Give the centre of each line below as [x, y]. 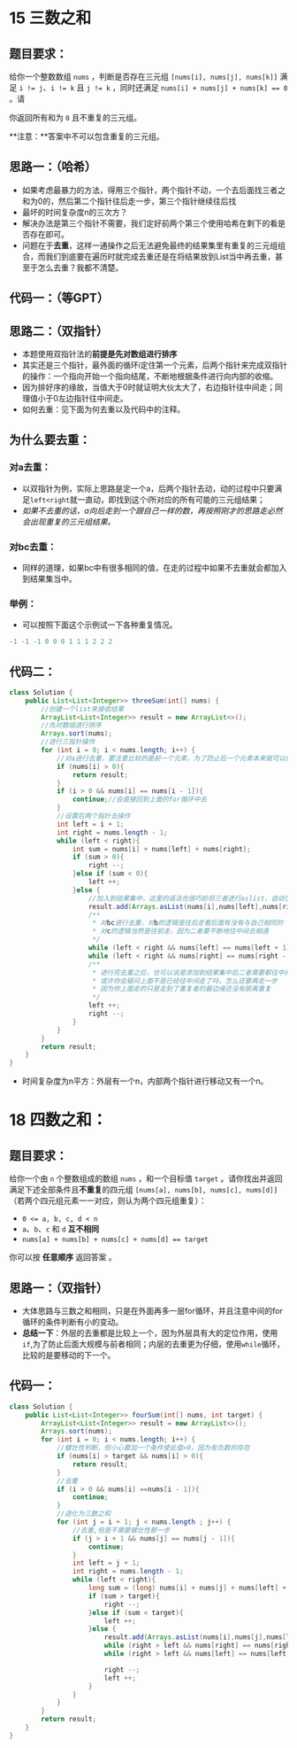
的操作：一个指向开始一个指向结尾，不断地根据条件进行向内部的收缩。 [150, 377]
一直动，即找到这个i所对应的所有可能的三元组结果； [171, 499]
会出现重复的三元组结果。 [69, 521]
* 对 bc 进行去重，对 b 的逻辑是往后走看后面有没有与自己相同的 [188, 923]
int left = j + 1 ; [106, 1563]
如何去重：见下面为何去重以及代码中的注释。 [103, 409]
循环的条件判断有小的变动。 [72, 1322]
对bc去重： [33, 547]
